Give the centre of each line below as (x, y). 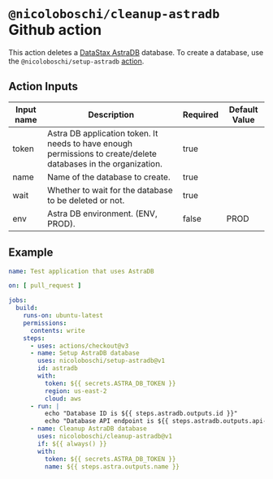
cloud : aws (63, 399)
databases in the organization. (105, 163)
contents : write (57, 330)
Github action (55, 30)
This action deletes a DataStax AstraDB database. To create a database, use (136, 52)
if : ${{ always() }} (72, 444)
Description (111, 114)
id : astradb (58, 369)
